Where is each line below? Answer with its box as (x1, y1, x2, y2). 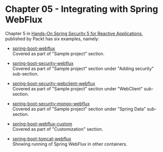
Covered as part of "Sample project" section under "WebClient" (12, 85, 143, 91)
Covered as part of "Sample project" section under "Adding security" (12, 66, 154, 72)
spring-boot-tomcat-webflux (12, 136, 72, 142)
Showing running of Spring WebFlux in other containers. (12, 141, 128, 147)
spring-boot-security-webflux (12, 60, 74, 66)
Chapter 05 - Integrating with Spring (5, 3, 158, 15)
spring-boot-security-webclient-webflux (12, 80, 95, 86)
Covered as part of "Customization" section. (12, 126, 103, 132)
